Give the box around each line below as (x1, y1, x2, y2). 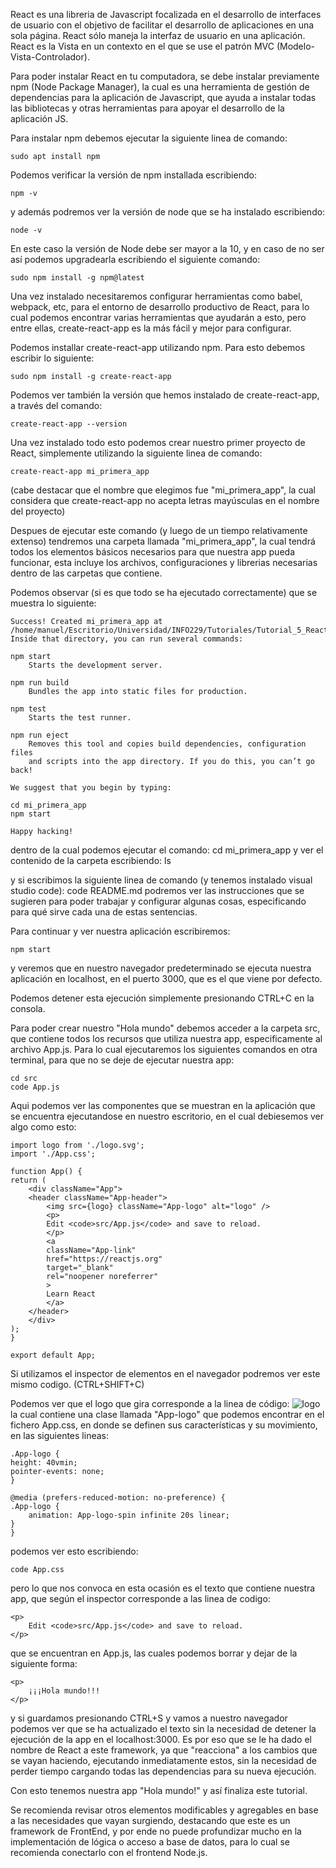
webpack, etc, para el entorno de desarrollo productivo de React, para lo (10, 301, 310, 313)
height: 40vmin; (10, 1458, 78, 1468)
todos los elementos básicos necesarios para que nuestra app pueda (10, 546, 295, 558)
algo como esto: (10, 1121, 77, 1133)
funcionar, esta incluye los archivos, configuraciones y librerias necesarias (10, 557, 318, 568)
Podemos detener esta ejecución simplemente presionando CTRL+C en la (10, 992, 315, 1004)
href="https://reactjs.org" (46, 1254, 163, 1264)
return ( (10, 1175, 47, 1185)
